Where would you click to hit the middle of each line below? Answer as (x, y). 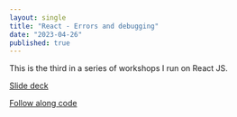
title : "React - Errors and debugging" (84, 26)
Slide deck (29, 85)
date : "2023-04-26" (46, 34)
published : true (40, 43)
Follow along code (43, 103)
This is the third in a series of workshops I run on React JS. (118, 68)
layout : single (38, 18)
